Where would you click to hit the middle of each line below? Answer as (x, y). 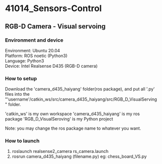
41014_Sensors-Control (53, 8)
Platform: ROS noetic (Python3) (36, 56)
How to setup (21, 78)
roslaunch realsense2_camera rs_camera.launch (60, 151)
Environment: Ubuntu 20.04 (33, 50)
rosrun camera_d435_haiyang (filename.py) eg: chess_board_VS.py (79, 157)
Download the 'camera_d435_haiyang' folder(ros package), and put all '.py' (80, 89)
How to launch (22, 141)
